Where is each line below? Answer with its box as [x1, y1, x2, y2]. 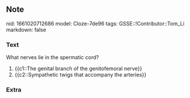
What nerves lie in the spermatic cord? [6, 54, 99, 61]
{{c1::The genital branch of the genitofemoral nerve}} [14, 65, 142, 72]
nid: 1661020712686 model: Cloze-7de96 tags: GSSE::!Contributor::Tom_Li [6, 20, 185, 27]
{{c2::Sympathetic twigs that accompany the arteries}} [14, 71, 147, 78]
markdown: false [6, 26, 47, 33]
